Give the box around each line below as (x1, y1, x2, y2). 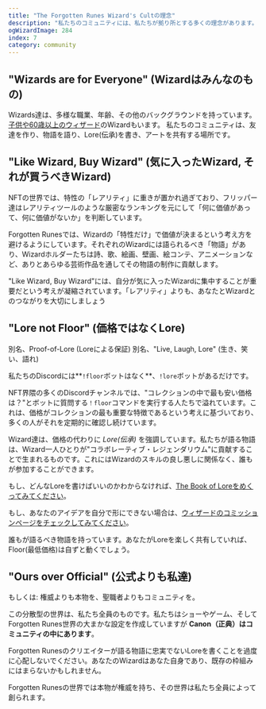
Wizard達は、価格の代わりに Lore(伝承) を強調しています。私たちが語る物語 (8, 434, 256, 444)
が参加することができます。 (8, 464, 98, 473)
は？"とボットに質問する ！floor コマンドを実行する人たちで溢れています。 (8, 398, 250, 407)
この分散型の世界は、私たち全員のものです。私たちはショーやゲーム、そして (8, 609, 258, 619)
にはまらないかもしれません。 (8, 666, 106, 676)
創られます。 (8, 692, 50, 703)
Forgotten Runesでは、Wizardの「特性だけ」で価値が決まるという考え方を (8, 229, 253, 239)
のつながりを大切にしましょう (8, 295, 106, 306)
